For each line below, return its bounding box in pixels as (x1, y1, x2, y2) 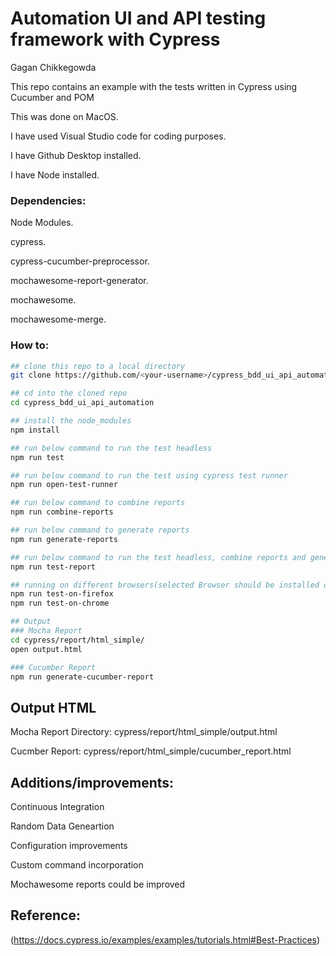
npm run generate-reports (10, 534, 118, 544)
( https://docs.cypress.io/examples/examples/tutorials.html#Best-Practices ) (10, 933, 321, 946)
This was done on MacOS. (10, 110, 119, 122)
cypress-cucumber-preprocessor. (10, 255, 150, 267)
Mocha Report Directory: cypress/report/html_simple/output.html (10, 726, 278, 738)
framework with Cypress (10, 28, 221, 51)
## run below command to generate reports (10, 525, 190, 536)
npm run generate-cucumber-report (10, 672, 155, 682)
